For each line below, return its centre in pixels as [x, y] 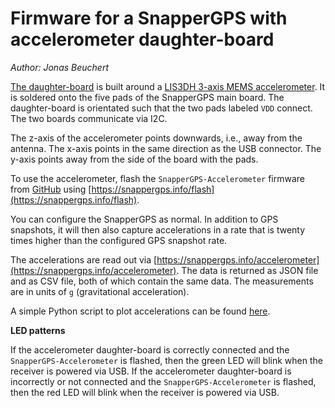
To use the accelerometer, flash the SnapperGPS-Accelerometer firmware [157, 178]
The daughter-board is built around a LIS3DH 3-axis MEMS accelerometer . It [168, 86]
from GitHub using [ [51, 189]
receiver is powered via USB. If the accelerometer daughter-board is [151, 371]
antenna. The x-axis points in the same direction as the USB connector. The [166, 148]
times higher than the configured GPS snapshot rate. [119, 240]
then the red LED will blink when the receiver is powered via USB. [145, 392]
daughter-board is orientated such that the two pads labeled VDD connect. [161, 108]
